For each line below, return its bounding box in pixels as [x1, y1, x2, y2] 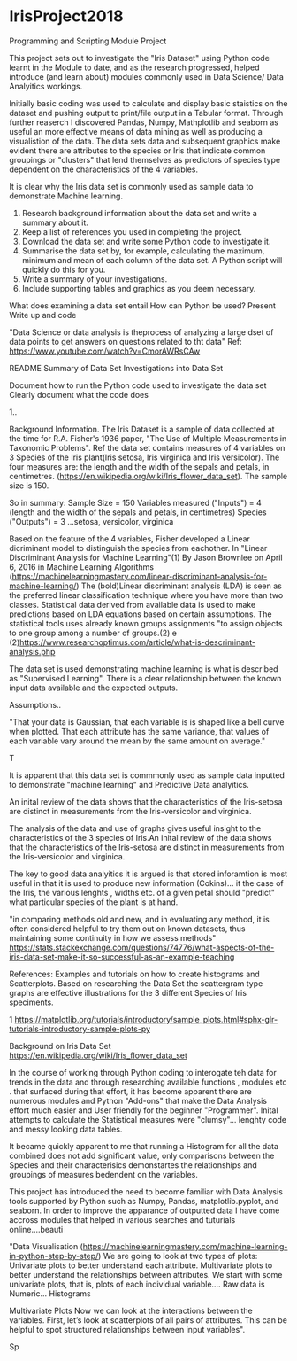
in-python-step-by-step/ [9, 1250, 99, 1261]
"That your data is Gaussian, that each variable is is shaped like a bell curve [9, 716, 285, 727]
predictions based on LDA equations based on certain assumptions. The [9, 609, 272, 619]
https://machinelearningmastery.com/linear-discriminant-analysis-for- [11, 571, 268, 581]
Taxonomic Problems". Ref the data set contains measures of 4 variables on [9, 442, 286, 453]
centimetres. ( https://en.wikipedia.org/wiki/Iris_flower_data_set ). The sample [9, 471, 288, 481]
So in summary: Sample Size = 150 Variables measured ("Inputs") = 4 [9, 497, 263, 508]
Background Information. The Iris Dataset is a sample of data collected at [9, 424, 276, 434]
